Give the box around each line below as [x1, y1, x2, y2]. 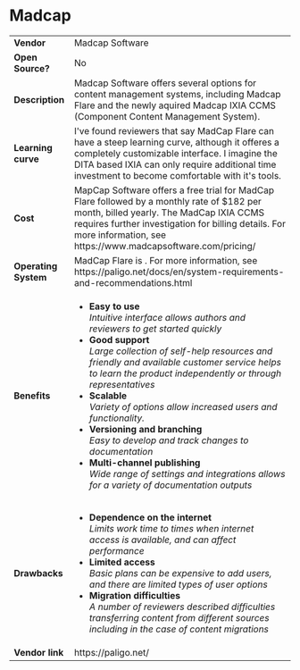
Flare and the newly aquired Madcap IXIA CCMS [74, 99, 277, 112]
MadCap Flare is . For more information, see [74, 254, 258, 266]
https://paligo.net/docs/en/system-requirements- [74, 265, 285, 278]
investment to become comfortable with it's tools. [74, 169, 281, 181]
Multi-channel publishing [88, 456, 201, 469]
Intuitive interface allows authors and [88, 311, 246, 323]
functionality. [88, 412, 146, 424]
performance [88, 544, 145, 557]
